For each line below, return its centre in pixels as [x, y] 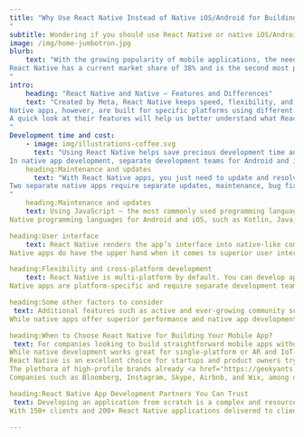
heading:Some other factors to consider [87, 302]
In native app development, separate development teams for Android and [149, 161]
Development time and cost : [62, 136]
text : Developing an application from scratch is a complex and [137, 402]
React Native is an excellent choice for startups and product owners [145, 361]
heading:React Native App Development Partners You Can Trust [129, 394]
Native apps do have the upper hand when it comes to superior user [141, 253]
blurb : [22, 52]
